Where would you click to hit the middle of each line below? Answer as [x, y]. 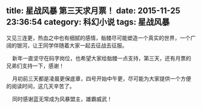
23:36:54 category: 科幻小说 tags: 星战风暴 [88, 22]
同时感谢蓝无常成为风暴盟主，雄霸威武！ [62, 99]
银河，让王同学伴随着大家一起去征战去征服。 [72, 45]
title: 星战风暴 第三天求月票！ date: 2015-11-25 [93, 11]
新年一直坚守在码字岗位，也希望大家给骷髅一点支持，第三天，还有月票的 [101, 58]
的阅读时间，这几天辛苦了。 [41, 86]
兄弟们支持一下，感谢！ [35, 66]
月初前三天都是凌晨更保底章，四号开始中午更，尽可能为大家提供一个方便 [101, 78]
